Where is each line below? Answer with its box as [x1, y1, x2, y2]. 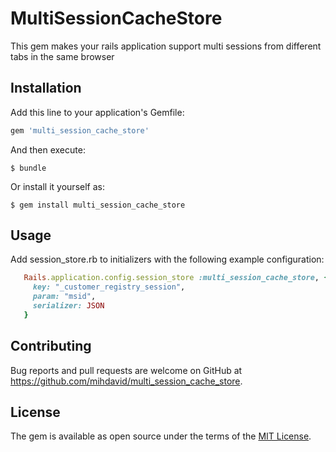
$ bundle [10, 163, 47, 173]
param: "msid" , [32, 292, 97, 302]
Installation [10, 80, 82, 97]
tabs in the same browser [10, 50, 115, 62]
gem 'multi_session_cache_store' [10, 125, 150, 136]
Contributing [10, 338, 92, 355]
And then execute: [10, 143, 86, 156]
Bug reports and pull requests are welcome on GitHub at [10, 364, 243, 376]
